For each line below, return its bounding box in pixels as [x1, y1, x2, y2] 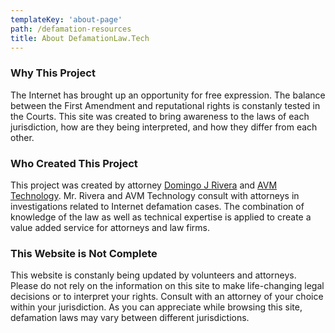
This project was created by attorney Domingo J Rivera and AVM [10, 179, 278, 191]
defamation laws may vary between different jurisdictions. [10, 312, 250, 324]
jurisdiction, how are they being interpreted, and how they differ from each [10, 121, 318, 133]
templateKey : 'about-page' [10, 14, 123, 25]
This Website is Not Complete [10, 246, 158, 260]
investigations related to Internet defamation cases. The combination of [10, 200, 305, 212]
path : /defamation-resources [10, 24, 132, 34]
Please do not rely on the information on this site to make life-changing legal [10, 280, 325, 292]
